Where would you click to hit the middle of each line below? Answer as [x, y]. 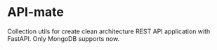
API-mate [36, 12]
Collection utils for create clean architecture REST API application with [109, 31]
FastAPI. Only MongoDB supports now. [64, 38]
